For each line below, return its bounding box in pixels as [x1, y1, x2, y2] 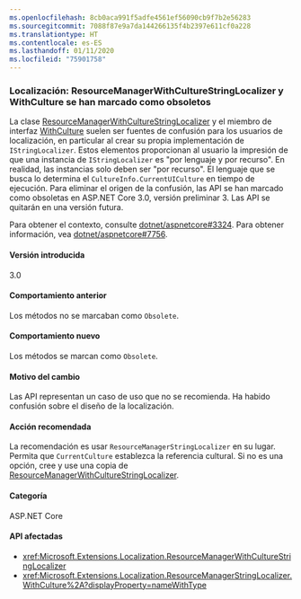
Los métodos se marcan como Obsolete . [9, 350, 159, 361]
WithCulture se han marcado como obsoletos [9, 95, 211, 108]
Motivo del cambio [9, 371, 81, 382]
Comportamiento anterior [9, 290, 107, 301]
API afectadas [9, 531, 63, 542]
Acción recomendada [9, 421, 92, 432]
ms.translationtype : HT [9, 30, 99, 39]
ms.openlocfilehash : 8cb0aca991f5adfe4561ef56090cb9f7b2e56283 [9, 13, 252, 22]
